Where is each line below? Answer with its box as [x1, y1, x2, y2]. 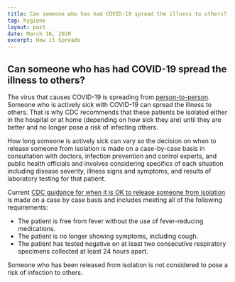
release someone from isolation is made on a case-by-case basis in [7, 144, 205, 152]
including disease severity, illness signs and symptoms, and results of [7, 167, 212, 175]
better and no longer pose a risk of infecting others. [7, 123, 158, 131]
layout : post [7, 23, 46, 30]
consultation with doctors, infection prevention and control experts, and [7, 152, 217, 160]
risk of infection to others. [7, 268, 83, 276]
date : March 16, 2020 [7, 30, 72, 38]
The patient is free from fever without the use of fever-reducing [17, 217, 204, 225]
